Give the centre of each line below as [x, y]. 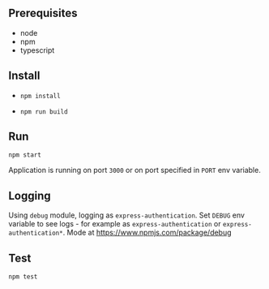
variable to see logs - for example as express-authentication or [115, 224]
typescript [37, 50]
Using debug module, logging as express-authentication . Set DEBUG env [127, 215]
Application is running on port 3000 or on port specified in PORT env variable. [134, 170]
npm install [40, 96]
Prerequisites [43, 13]
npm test [23, 277]
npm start [25, 155]
